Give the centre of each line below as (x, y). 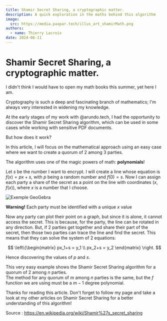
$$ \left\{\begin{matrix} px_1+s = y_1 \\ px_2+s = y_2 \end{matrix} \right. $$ (84, 247)
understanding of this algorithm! (39, 303)
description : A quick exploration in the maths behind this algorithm (81, 14)
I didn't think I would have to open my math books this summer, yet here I (81, 87)
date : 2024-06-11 (24, 38)
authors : (15, 28)
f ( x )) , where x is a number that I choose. (47, 187)
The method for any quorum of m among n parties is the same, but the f (80, 277)
